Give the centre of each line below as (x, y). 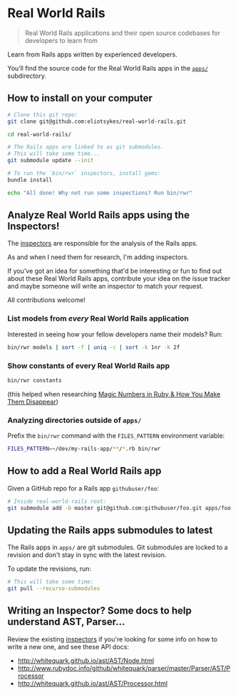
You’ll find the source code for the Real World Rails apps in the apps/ (108, 68)
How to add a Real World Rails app (84, 471)
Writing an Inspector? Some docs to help (100, 611)
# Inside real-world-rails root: (57, 501)
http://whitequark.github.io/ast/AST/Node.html (86, 660)
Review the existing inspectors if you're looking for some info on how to (113, 639)
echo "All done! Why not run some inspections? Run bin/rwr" (100, 193)
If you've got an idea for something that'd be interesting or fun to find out (115, 271)
